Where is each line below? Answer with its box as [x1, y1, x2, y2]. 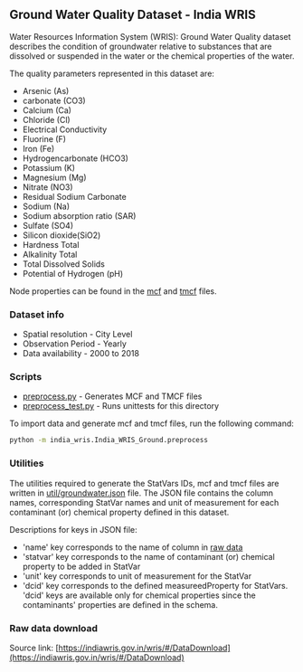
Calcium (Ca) [22, 104, 72, 116]
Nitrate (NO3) [22, 181, 74, 193]
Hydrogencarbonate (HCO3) [22, 153, 129, 164]
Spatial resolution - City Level [22, 329, 133, 340]
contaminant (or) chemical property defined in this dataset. [9, 506, 230, 517]
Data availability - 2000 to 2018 [22, 348, 140, 359]
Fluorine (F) [22, 133, 66, 144]
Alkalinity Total [22, 249, 78, 260]
